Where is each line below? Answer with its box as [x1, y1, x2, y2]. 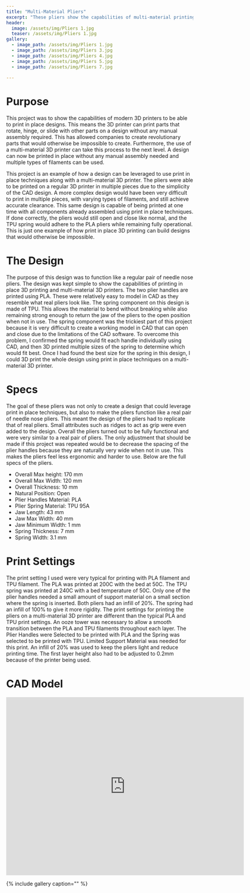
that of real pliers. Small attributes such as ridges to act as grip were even [6, 422, 187, 429]
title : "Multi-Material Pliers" [6, 8, 86, 15]
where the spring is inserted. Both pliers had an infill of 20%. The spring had [6, 600, 193, 606]
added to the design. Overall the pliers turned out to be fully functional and [6, 428, 189, 435]
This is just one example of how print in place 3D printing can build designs [6, 227, 190, 235]
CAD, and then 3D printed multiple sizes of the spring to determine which [6, 343, 185, 350]
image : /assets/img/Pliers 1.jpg [11, 25, 94, 31]
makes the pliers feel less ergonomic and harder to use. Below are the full [6, 453, 186, 460]
